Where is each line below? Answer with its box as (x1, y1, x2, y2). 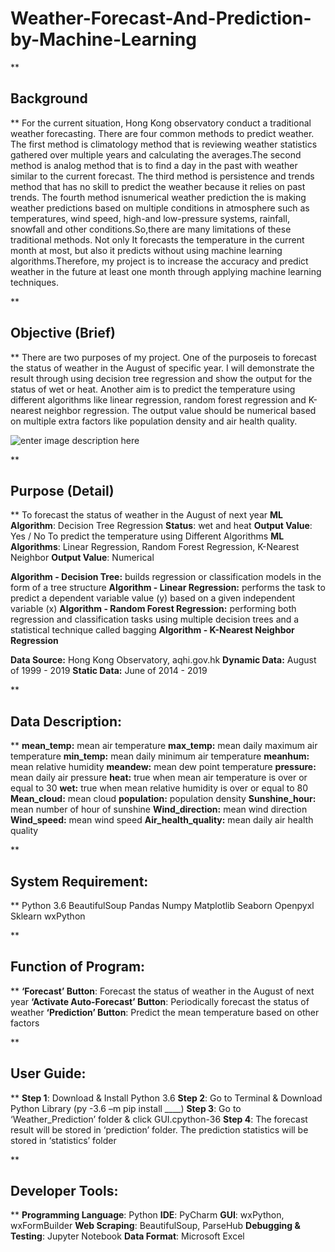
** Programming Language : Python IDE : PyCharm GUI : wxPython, (10, 1209, 285, 1221)
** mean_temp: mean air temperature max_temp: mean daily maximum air (10, 740, 318, 752)
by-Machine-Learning (10, 28, 197, 51)
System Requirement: (10, 873, 149, 890)
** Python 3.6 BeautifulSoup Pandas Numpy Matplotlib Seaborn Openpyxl (10, 900, 315, 911)
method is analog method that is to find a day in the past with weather (10, 159, 298, 171)
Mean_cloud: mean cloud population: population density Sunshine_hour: (10, 793, 317, 805)
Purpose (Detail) (10, 482, 115, 499)
